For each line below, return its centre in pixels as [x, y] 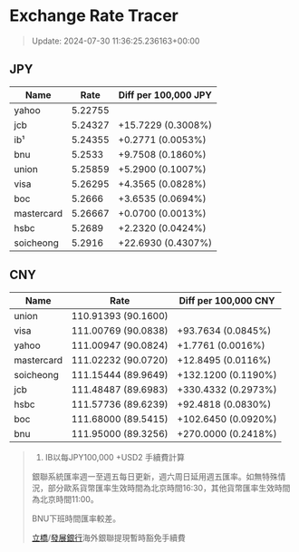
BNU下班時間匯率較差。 [76, 518]
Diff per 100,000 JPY [165, 94]
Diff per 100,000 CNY [227, 300]
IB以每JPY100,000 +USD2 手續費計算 [115, 457]
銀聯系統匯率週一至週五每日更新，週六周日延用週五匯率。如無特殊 [154, 476]
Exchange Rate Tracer [94, 16]
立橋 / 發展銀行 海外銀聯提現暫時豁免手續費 [108, 537]
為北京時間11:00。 [65, 499]
